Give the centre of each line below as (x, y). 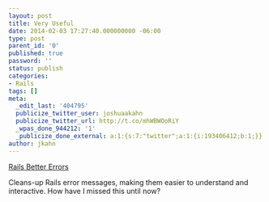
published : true (36, 53)
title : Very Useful (41, 23)
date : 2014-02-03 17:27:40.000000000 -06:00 (85, 31)
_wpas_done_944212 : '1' (56, 128)
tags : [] (23, 91)
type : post (27, 38)
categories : (28, 76)
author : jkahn (32, 143)
